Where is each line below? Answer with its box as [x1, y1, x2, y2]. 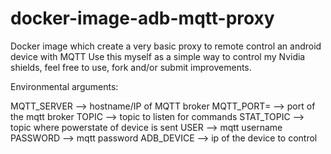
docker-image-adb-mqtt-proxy [10, 7, 275, 30]
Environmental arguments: [10, 80, 119, 92]
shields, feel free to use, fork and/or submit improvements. [10, 61, 252, 73]
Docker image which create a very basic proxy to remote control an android [10, 40, 322, 52]
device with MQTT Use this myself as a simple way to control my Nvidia [10, 50, 306, 62]
